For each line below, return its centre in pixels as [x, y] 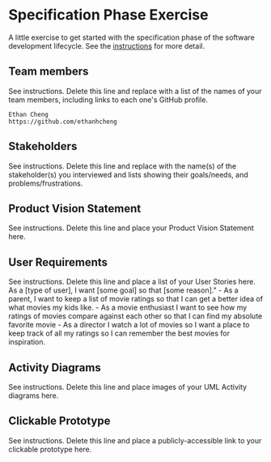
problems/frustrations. [46, 183]
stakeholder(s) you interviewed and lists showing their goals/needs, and [128, 174]
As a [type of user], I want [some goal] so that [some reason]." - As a [123, 290]
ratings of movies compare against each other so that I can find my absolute [135, 316]
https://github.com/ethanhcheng [63, 122]
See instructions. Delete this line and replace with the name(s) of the [123, 166]
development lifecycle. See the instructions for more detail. [106, 45]
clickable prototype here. [50, 449]
